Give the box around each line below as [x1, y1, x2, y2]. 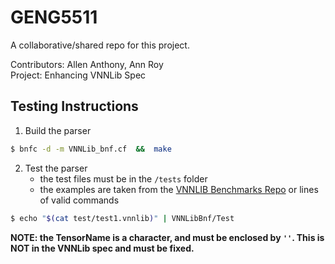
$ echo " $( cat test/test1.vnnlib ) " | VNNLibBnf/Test [10, 213, 235, 223]
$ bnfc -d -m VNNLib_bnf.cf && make [10, 144, 172, 154]
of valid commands [39, 194, 120, 206]
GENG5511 [10, 6, 98, 29]
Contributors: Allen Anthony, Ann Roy [10, 58, 164, 70]
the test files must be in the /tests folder [39, 172, 208, 185]
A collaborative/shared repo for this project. [10, 39, 190, 51]
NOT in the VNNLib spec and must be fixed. [10, 242, 195, 254]
